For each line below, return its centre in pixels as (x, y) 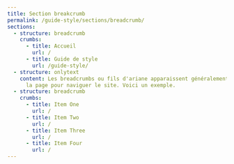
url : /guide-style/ (61, 66)
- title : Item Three (55, 131)
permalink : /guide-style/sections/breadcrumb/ (76, 20)
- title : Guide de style (62, 59)
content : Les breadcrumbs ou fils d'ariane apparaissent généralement (124, 79)
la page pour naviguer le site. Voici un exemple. (101, 85)
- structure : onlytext (46, 72)
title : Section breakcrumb (46, 14)
